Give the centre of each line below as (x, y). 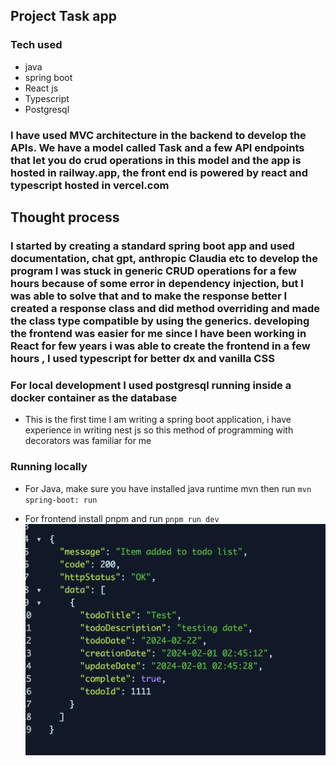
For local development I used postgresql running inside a (151, 385)
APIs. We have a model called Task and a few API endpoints (157, 147)
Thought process (65, 217)
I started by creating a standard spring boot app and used (152, 246)
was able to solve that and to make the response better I (149, 296)
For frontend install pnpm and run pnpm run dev (122, 518)
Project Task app (63, 16)
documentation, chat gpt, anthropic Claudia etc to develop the (164, 258)
